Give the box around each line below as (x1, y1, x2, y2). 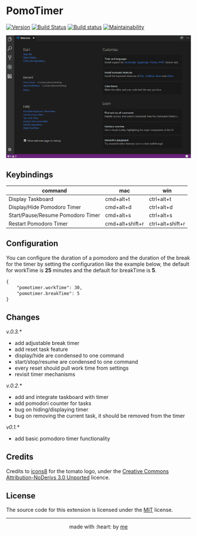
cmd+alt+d (105, 204, 132, 211)
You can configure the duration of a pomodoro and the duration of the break (6, 254, 191, 261)
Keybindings (6, 169, 54, 180)
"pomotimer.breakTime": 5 (16, 290, 80, 296)
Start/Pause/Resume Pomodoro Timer (8, 212, 101, 219)
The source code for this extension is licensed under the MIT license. (6, 507, 174, 514)
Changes (6, 313, 40, 323)
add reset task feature (14, 346, 69, 353)
